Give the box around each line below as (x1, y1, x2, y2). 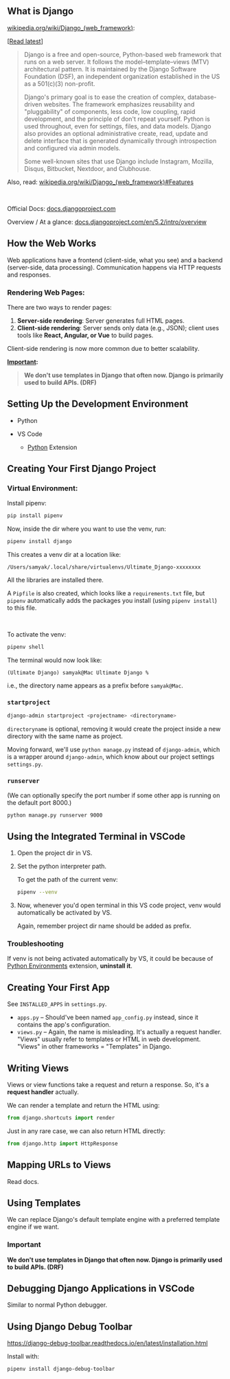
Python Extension (27, 443, 78, 451)
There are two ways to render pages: (7, 303, 112, 311)
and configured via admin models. (23, 144, 121, 152)
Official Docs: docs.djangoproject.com (7, 204, 116, 212)
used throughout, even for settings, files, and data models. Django (23, 122, 211, 130)
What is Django (7, 5, 74, 17)
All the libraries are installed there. (7, 576, 104, 584)
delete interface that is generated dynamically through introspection (23, 137, 217, 145)
